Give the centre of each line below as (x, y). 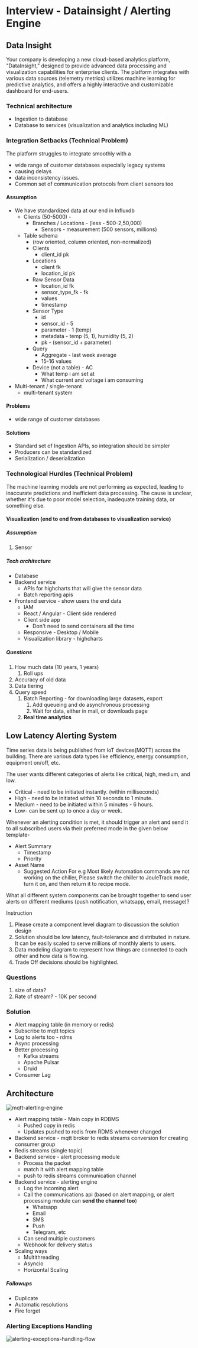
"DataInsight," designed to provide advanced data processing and (86, 66)
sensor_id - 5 (57, 323)
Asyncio (33, 1263)
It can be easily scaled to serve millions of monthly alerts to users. (95, 943)
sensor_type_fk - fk (65, 292)
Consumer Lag (33, 1075)
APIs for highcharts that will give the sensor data (82, 589)
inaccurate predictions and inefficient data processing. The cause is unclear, (99, 493)
